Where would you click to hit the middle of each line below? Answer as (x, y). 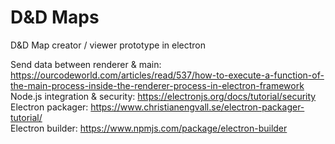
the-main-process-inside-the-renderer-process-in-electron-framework (157, 85)
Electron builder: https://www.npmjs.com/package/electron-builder (149, 128)
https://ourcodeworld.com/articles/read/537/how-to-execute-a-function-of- (167, 75)
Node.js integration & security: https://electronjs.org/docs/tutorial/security (163, 96)
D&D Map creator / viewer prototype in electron (108, 45)
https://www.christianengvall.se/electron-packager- (197, 107)
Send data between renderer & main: (86, 64)
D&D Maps (55, 17)
